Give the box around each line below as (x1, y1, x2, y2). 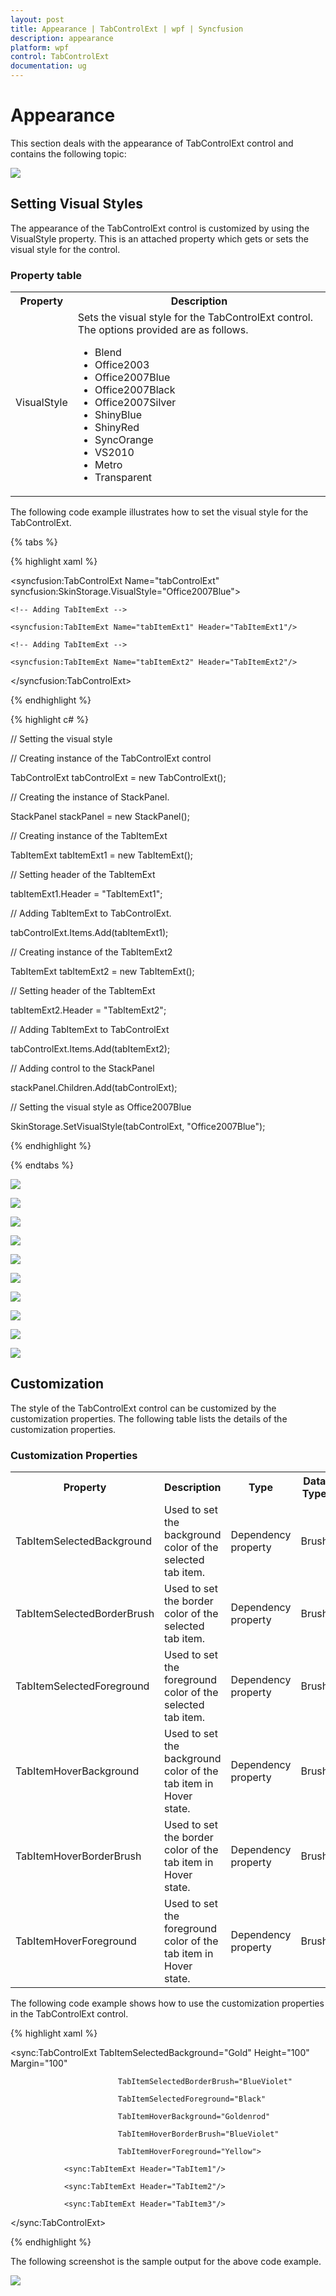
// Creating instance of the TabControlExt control (10, 752, 212, 765)
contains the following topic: (10, 147, 127, 160)
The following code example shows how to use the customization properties (10, 1997, 325, 2010)
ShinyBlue (94, 408, 142, 422)
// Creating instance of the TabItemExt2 (10, 946, 173, 958)
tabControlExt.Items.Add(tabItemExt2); (10, 1043, 171, 1055)
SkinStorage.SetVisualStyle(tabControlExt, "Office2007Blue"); (10, 1121, 266, 1133)
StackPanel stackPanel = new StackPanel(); (10, 811, 190, 823)
